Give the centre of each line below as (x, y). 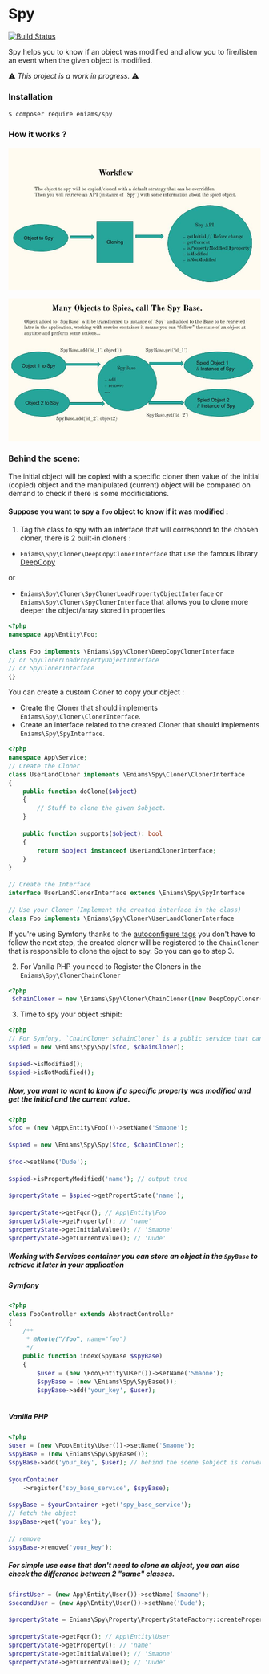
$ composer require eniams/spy (60, 114)
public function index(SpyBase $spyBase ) (92, 1356)
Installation (31, 96)
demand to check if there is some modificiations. (89, 493)
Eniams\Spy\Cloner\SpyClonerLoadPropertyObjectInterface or (121, 593)
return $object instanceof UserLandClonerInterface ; (127, 851)
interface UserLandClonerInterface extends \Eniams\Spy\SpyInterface (127, 893)
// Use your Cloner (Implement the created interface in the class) (125, 910)
